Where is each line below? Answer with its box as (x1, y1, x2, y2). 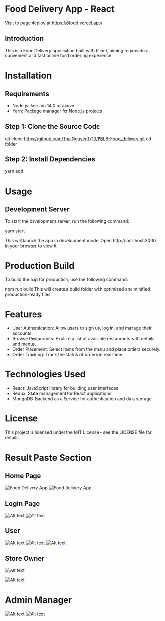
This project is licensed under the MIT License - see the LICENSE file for (5, 429, 152, 435)
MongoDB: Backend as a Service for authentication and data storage (12, 396, 152, 402)
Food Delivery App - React (5, 3, 115, 15)
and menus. (12, 341, 36, 347)
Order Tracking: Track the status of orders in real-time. (12, 352, 124, 358)
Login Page (5, 499, 40, 508)
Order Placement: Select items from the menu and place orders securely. (12, 346, 161, 352)
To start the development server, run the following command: (5, 218, 130, 224)
